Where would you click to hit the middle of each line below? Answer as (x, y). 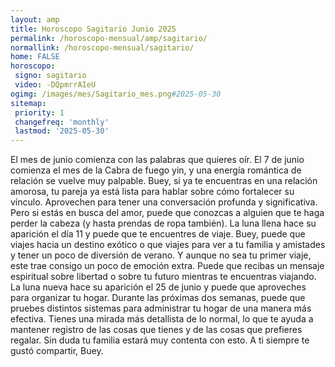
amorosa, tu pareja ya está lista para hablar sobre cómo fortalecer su (152, 192)
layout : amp (35, 19)
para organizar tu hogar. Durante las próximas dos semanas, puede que (158, 298)
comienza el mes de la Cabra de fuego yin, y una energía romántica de (156, 170)
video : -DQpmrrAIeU (55, 85)
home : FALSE (35, 57)
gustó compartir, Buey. (57, 351)
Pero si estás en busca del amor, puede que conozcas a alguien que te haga (167, 213)
